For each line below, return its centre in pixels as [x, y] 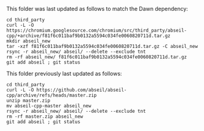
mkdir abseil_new [28, 41]
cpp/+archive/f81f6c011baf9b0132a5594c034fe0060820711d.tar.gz [89, 36]
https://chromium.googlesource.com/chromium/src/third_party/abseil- [97, 30]
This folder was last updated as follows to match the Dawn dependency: [97, 9]
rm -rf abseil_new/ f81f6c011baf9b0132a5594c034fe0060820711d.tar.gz [97, 57]
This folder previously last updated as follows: [64, 73]
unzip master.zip [28, 101]
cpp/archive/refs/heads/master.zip [52, 95]
